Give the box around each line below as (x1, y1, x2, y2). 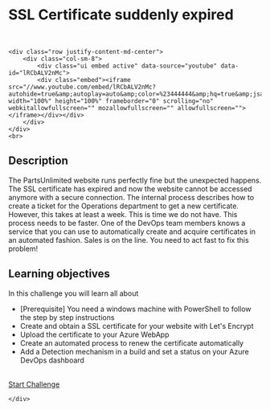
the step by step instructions (19, 312, 115, 322)
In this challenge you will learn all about (8, 288, 139, 298)
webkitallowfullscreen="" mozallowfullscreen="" (8, 104, 174, 112)
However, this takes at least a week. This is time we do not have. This (8, 209, 238, 219)
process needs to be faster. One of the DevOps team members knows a (8, 218, 246, 228)
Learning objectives (8, 267, 111, 281)
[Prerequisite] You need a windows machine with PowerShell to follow (19, 304, 252, 314)
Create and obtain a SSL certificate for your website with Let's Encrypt (19, 321, 254, 330)
